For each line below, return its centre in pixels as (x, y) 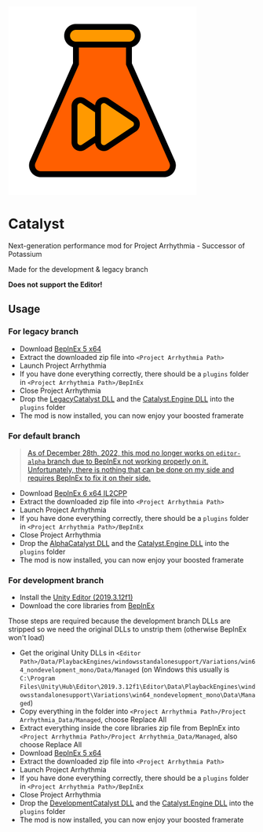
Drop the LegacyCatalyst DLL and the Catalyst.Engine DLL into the (127, 398)
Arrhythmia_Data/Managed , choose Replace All (93, 720)
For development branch (56, 580)
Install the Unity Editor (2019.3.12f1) (76, 597)
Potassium (25, 254)
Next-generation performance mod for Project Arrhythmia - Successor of (127, 245)
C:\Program (37, 679)
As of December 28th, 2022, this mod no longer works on (121, 453)
